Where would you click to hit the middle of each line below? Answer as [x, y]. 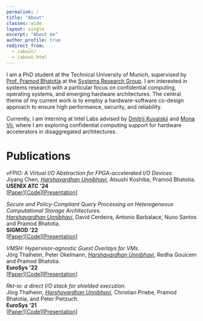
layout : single [25, 29]
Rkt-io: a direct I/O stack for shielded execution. [66, 286]
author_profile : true [34, 40]
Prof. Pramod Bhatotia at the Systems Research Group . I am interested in [97, 81]
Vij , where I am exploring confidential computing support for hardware [94, 125]
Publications [38, 156]
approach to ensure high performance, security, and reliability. [84, 106]
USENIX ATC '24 [27, 185]
